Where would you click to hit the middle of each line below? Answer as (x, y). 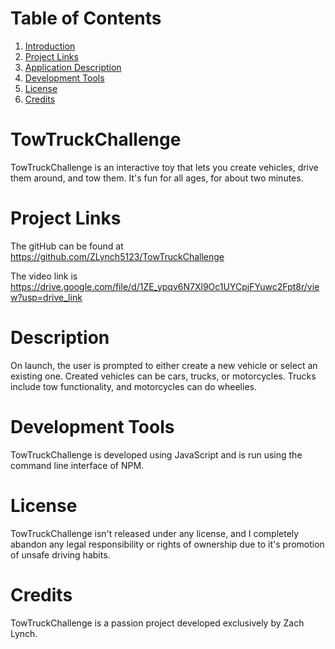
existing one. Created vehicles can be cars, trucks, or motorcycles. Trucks (163, 376)
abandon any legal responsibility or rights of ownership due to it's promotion (167, 544)
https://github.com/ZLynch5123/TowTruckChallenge (117, 256)
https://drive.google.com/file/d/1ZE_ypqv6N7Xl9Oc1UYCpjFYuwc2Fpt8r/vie (165, 286)
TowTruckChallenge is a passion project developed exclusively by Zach (157, 623)
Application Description (73, 67)
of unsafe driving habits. (60, 554)
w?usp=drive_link (46, 297)
